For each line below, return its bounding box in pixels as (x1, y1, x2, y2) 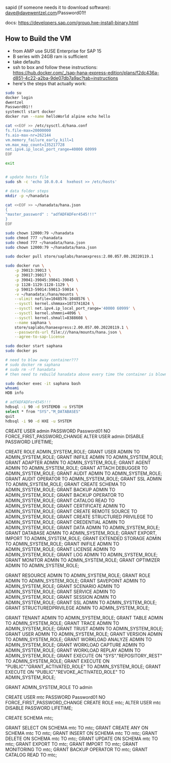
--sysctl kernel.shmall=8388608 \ (14, 315, 88, 320)
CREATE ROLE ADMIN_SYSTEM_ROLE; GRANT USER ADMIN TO (5, 448, 140, 454)
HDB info (5, 390, 24, 396)
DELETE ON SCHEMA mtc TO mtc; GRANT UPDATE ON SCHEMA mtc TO (5, 735, 158, 742)
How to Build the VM (5, 34, 71, 43)
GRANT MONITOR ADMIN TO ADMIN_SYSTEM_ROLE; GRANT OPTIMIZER (5, 557, 160, 563)
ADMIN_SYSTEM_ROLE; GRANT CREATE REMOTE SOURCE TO (5, 508, 137, 514)
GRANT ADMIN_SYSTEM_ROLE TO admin (5, 684, 93, 690)
